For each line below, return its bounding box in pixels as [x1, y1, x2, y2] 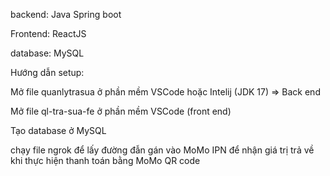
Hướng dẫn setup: [10, 67, 85, 78]
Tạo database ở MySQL [10, 125, 107, 136]
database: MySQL [10, 47, 85, 59]
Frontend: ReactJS [10, 28, 87, 39]
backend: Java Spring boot [10, 9, 122, 20]
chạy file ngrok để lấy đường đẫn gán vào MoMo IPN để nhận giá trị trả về [10, 144, 315, 156]
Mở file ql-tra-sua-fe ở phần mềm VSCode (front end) [10, 105, 232, 117]
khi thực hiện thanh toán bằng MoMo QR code [10, 155, 201, 166]
